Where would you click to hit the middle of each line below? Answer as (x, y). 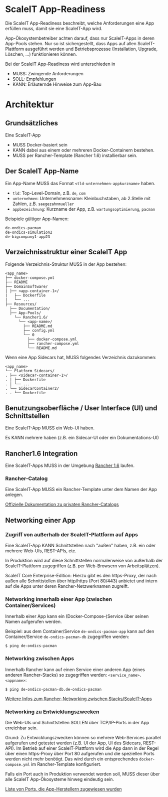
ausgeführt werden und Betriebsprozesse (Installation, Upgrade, (91, 49)
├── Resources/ (21, 304)
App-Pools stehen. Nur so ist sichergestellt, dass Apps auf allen (71, 43)
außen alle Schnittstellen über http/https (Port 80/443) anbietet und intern (81, 581)
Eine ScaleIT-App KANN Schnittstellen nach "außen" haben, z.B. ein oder (80, 546)
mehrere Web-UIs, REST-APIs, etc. (41, 551)
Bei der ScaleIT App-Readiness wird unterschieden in (60, 64)
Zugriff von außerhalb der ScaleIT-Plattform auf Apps (72, 534)
